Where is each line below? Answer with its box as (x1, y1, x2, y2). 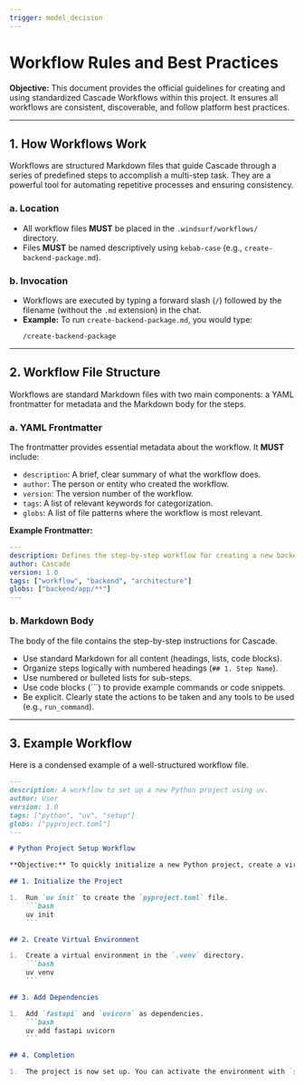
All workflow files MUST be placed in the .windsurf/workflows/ (22, 223, 259, 234)
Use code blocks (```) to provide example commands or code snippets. (22, 682, 286, 693)
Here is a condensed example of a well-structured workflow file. (9, 760, 249, 770)
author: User (9, 794, 59, 803)
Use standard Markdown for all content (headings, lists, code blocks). (22, 653, 282, 664)
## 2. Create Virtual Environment (9, 935, 140, 944)
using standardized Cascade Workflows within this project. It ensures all (9, 92, 279, 102)
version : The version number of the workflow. (22, 489, 194, 499)
